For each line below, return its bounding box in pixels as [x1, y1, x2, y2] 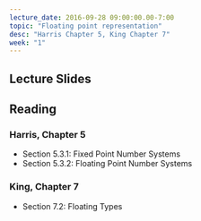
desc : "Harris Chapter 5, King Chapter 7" [9, 30, 170, 38]
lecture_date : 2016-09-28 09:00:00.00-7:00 [9, 13, 175, 22]
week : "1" [9, 38, 47, 47]
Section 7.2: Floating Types [22, 200, 123, 211]
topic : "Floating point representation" [9, 21, 163, 30]
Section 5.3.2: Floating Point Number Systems [22, 158, 193, 169]
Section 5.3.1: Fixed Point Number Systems [22, 149, 181, 159]
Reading [9, 102, 57, 117]
